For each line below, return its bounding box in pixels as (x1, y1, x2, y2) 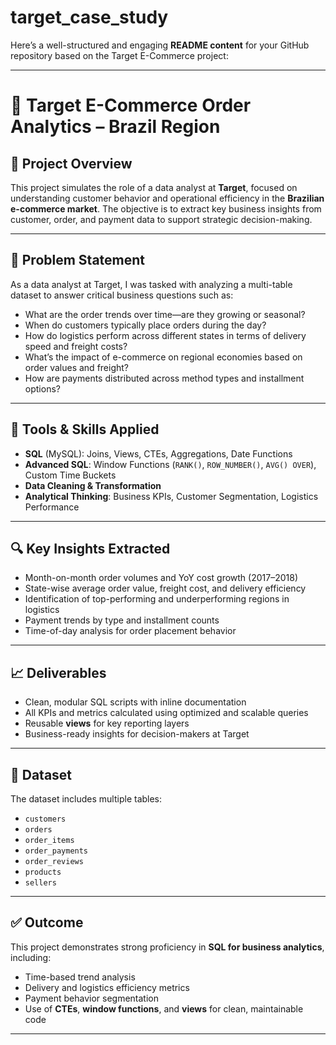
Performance (24, 501, 80, 513)
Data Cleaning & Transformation (24, 479, 162, 491)
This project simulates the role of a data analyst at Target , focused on (10, 181, 298, 193)
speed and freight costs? (24, 340, 128, 352)
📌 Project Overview (10, 155, 133, 172)
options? (24, 382, 61, 395)
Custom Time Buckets (24, 469, 117, 481)
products (24, 867, 62, 877)
